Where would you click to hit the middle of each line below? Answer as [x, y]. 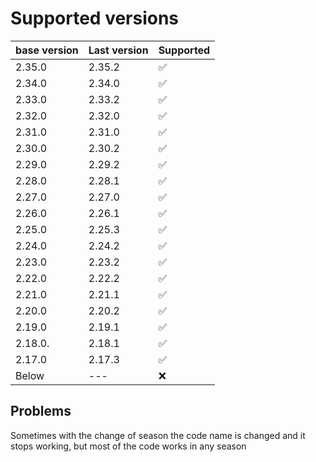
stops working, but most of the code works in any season [128, 446]
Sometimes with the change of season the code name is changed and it [158, 435]
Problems [41, 411]
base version [47, 50]
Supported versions [95, 18]
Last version [118, 50]
